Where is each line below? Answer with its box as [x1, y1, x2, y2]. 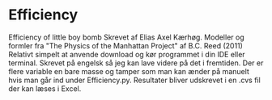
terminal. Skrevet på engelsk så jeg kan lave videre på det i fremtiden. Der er [8, 58, 264, 68]
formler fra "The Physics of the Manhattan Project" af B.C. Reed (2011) [8, 40, 243, 50]
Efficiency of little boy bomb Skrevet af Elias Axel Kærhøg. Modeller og [8, 32, 244, 42]
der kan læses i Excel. [8, 83, 82, 94]
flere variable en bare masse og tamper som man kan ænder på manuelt [8, 66, 249, 76]
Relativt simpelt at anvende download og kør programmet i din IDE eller [8, 49, 245, 59]
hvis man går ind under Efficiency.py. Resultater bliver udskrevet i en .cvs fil [8, 75, 261, 85]
